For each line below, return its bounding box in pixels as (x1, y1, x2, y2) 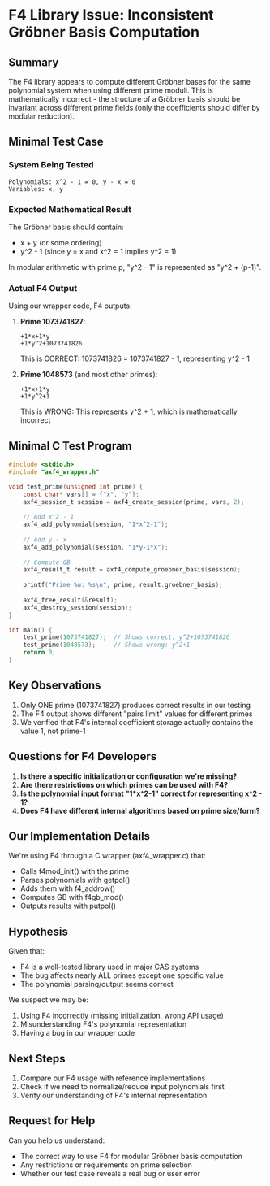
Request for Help (8, 1114, 96, 1127)
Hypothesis (8, 924, 69, 938)
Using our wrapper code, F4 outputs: (8, 301, 132, 311)
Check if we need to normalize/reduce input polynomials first (19, 1082, 225, 1092)
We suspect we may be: (8, 995, 89, 1005)
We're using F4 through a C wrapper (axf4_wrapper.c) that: (8, 851, 207, 861)
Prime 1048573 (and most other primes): (19, 370, 158, 380)
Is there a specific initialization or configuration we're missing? (19, 771, 238, 781)
